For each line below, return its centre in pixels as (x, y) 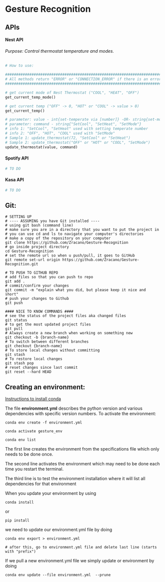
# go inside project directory (37, 247)
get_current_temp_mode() (30, 97)
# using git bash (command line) (39, 226)
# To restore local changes (34, 359)
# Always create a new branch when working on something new (69, 333)
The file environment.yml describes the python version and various (74, 408)
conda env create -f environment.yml (44, 423)
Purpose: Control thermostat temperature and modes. (60, 51)
